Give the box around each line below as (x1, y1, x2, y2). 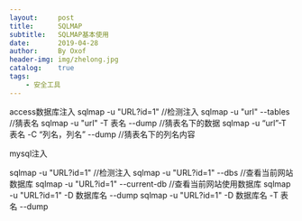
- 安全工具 (25, 80, 61, 89)
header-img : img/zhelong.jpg (9, 55, 119, 64)
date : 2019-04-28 (9, 38, 99, 48)
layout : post (9, 13, 75, 23)
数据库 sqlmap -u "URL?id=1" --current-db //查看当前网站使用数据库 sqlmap (9, 178, 291, 189)
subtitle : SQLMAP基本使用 (9, 30, 110, 39)
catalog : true (9, 64, 75, 73)
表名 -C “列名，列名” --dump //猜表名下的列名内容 (9, 128, 196, 140)
